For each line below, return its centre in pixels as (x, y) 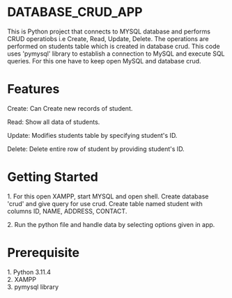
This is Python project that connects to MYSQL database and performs (109, 31)
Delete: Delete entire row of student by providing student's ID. (96, 149)
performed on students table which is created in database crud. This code (114, 46)
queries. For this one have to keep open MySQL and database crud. (104, 61)
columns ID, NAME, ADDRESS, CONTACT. (67, 211)
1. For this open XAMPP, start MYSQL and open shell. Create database (108, 196)
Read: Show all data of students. (54, 122)
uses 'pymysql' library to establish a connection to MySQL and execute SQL (116, 54)
